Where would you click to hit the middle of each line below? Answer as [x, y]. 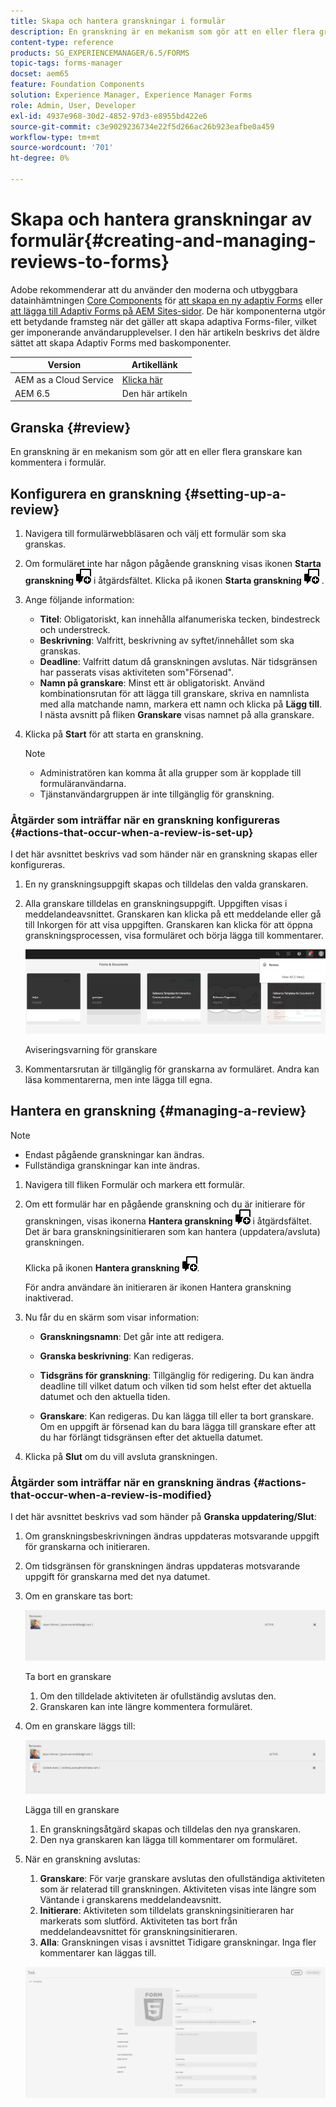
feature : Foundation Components [77, 85]
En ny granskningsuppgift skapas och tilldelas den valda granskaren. [166, 884]
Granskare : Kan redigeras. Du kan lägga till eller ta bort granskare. [176, 1416]
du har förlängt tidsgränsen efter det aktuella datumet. [151, 1437]
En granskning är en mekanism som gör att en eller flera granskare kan [156, 452]
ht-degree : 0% [40, 158]
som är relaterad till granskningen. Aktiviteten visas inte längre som [178, 1889]
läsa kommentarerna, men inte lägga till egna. [118, 1079]
